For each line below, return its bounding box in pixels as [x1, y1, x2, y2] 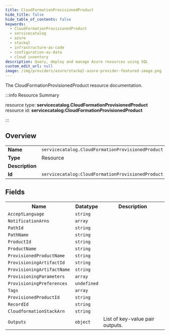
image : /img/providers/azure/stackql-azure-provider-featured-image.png [5, 69, 162, 74]
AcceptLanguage [8, 211, 45, 217]
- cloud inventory [10, 54, 49, 60]
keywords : [5, 21, 26, 27]
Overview [5, 132, 37, 140]
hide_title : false [5, 12, 44, 17]
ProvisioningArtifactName [8, 266, 70, 272]
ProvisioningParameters [8, 273, 65, 279]
